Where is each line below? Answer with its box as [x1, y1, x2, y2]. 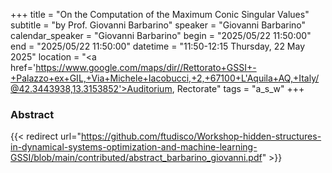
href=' [10, 62, 37, 73]
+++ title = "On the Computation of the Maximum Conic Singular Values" [10, 9, 310, 20]
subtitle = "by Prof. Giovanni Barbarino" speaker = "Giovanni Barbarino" [10, 19, 307, 31]
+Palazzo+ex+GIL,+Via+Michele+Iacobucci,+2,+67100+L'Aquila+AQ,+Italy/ [10, 72, 320, 84]
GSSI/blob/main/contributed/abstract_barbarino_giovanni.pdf [10, 152, 263, 164]
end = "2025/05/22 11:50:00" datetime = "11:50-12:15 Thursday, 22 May [10, 40, 306, 52]
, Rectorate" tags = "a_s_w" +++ [171, 83, 305, 94]
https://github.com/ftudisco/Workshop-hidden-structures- [80, 130, 322, 143]
